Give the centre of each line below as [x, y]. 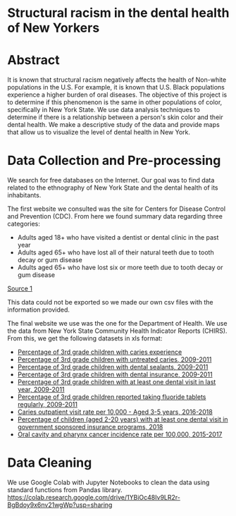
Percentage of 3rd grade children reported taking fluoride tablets [112, 397]
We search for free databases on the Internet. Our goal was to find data [111, 180]
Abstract [33, 60]
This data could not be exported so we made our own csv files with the [110, 302]
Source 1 [20, 289]
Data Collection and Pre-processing [114, 161]
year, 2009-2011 [41, 390]
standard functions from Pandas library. [65, 490]
